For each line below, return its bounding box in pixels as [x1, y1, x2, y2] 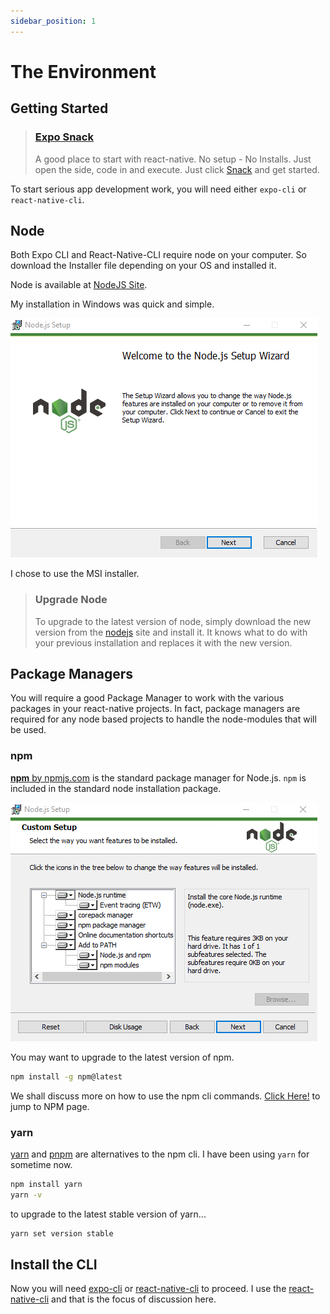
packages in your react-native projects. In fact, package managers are [10, 703, 301, 715]
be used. [10, 724, 47, 736]
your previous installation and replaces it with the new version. [34, 636, 293, 649]
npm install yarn [10, 1179, 83, 1189]
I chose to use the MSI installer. [10, 568, 140, 580]
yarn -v [10, 1190, 43, 1200]
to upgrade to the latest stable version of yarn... [10, 1208, 207, 1220]
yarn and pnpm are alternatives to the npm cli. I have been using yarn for [10, 1148, 310, 1160]
